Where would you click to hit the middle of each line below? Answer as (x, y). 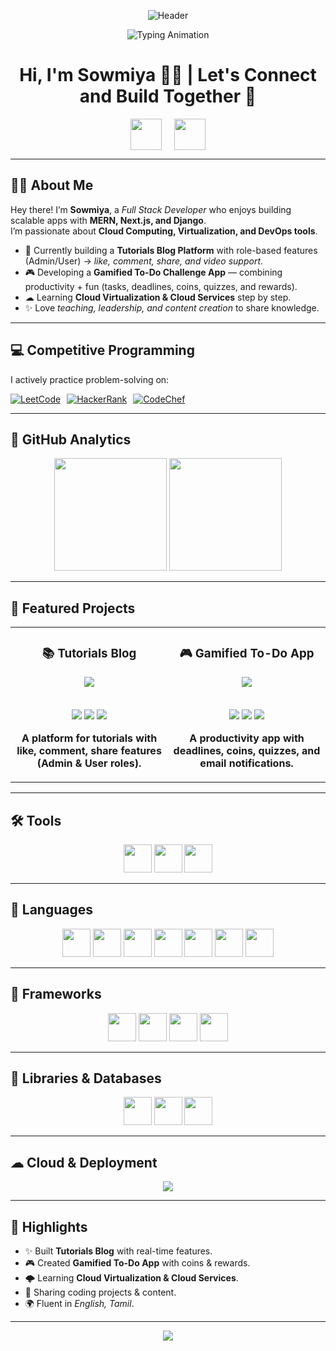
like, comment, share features (89, 751)
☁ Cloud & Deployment (84, 1162)
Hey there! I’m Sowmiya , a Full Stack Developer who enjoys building (151, 209)
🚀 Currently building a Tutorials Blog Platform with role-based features (171, 250)
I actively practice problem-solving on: (90, 379)
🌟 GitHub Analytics (71, 439)
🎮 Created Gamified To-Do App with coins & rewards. (137, 1262)
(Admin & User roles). (89, 763)
